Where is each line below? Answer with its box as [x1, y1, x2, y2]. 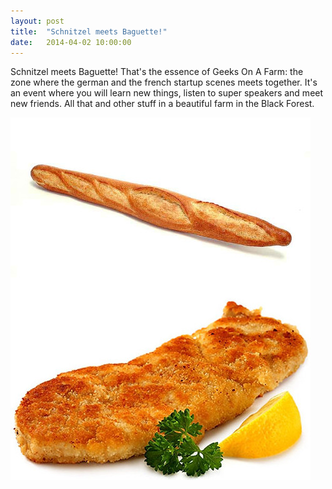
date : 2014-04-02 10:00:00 [10, 37, 132, 47]
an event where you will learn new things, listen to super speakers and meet [10, 87, 324, 99]
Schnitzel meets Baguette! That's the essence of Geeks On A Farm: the [10, 66, 304, 78]
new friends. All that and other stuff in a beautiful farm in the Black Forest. [10, 98, 315, 110]
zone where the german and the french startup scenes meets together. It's [10, 76, 318, 89]
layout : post [10, 16, 65, 26]
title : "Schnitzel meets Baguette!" [10, 26, 168, 37]
